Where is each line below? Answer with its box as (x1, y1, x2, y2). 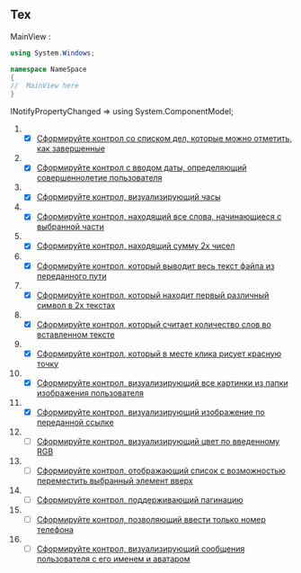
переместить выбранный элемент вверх (36, 476, 194, 486)
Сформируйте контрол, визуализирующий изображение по (36, 407, 266, 417)
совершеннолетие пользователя (36, 173, 163, 184)
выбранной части (36, 221, 104, 232)
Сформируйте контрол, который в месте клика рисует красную (36, 348, 282, 359)
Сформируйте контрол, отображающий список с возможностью (36, 465, 286, 476)
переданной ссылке (36, 416, 115, 427)
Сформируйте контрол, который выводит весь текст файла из (36, 260, 275, 271)
